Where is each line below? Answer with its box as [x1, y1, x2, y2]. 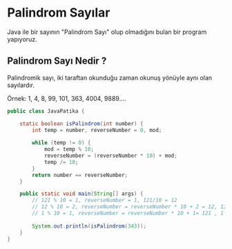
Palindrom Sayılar [7, 5, 110, 21]
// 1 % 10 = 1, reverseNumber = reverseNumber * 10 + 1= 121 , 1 [32, 210, 224, 216]
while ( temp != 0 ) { [32, 140, 91, 147]
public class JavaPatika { [7, 107, 85, 115]
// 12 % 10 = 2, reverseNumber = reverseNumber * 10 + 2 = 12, [32, 203, 217, 210]
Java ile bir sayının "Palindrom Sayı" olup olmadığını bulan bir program [7, 28, 207, 36]
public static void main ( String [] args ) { [19, 190, 144, 198]
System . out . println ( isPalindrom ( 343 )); [32, 223, 147, 230]
